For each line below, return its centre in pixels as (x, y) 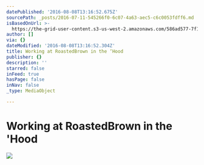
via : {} (16, 40)
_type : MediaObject (31, 91)
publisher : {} (24, 57)
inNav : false (23, 86)
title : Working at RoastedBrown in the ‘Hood (65, 52)
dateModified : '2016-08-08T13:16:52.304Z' (61, 46)
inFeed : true (23, 74)
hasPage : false (25, 79)
